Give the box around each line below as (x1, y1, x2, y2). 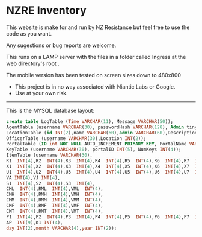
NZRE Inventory (6, 4, 87, 17)
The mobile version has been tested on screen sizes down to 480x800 (6, 71, 182, 78)
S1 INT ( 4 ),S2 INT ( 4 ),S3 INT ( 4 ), (6, 180, 96, 186)
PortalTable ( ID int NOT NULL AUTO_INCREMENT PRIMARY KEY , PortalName (6, 141, 187, 147)
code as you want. (6, 30, 52, 37)
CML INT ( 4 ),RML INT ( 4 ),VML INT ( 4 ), (6, 186, 103, 192)
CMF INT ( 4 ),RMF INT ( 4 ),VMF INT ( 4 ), (6, 203, 103, 209)
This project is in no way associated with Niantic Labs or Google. (14, 83, 176, 90)
